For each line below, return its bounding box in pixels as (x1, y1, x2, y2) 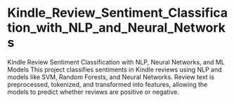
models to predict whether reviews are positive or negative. (7, 88, 179, 96)
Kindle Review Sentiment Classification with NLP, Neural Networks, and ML (7, 57, 225, 66)
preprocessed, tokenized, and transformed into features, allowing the (7, 80, 208, 88)
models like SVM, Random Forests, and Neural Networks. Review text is (7, 72, 214, 81)
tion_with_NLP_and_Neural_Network (7, 20, 226, 36)
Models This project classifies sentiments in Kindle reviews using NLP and (7, 65, 223, 74)
